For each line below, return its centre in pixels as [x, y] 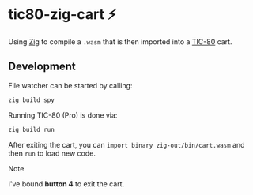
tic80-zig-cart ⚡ [62, 15]
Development [42, 67]
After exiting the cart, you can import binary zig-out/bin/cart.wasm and [126, 144]
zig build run [32, 129]
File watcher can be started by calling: [70, 85]
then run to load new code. [52, 153]
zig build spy [32, 100]
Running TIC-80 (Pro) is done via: [63, 115]
